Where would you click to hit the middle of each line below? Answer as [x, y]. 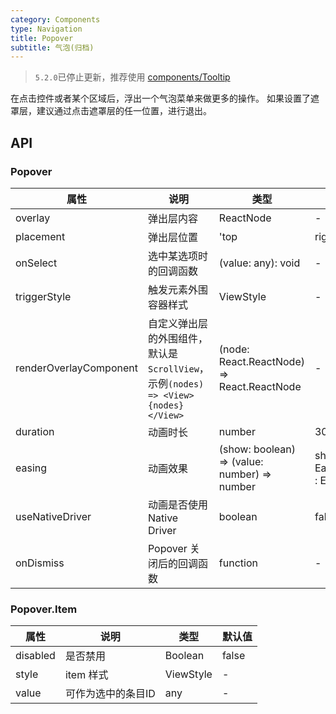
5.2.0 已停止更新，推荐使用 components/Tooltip [132, 77]
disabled [35, 656]
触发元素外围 [177, 289]
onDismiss [40, 563]
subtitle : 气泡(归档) [52, 47]
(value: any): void [259, 263]
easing [31, 468]
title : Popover [42, 38]
